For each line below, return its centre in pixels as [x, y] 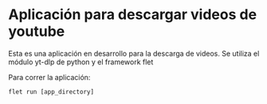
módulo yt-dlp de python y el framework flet [81, 62]
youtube [37, 31]
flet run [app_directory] [51, 92]
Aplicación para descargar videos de [133, 15]
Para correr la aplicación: [49, 77]
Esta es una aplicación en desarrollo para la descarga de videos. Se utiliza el [134, 53]
